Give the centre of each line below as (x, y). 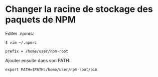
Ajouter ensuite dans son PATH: (38, 60)
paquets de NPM (41, 20)
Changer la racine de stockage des (79, 9)
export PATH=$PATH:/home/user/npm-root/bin (51, 70)
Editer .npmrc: (20, 33)
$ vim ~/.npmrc (21, 42)
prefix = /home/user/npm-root (37, 51)
